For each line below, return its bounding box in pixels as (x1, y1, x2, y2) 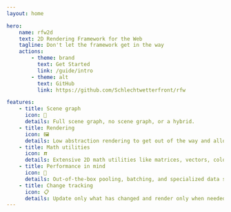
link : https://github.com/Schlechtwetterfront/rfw (37, 87, 186, 94)
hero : (6, 22, 22, 30)
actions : (19, 48, 44, 55)
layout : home (6, 10, 44, 17)
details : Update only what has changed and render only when (24, 195, 205, 202)
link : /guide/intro (37, 67, 94, 74)
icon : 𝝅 (24, 150, 48, 157)
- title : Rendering (19, 125, 75, 131)
